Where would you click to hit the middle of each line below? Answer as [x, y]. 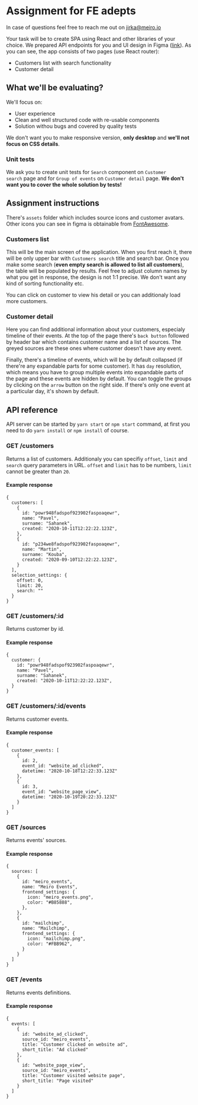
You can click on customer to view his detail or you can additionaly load [93, 295]
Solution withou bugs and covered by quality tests [76, 126]
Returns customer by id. [35, 629]
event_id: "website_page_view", [61, 792]
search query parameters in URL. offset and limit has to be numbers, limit [99, 465]
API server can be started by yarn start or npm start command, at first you [98, 424]
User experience [35, 113]
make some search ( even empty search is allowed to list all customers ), [95, 265]
